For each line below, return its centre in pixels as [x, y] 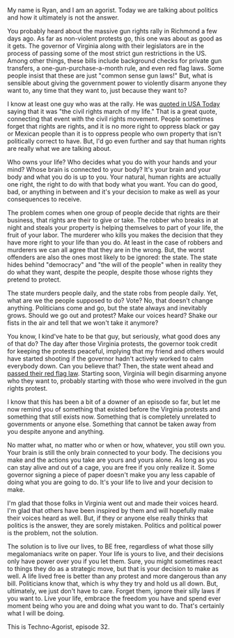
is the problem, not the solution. [53, 533]
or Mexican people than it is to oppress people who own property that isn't [114, 133]
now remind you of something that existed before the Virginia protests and [114, 409]
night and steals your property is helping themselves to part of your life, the [116, 227]
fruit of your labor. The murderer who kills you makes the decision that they [115, 235]
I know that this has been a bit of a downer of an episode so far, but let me [114, 402]
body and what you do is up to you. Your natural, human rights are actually [114, 177]
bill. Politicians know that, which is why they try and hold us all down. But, [113, 583]
